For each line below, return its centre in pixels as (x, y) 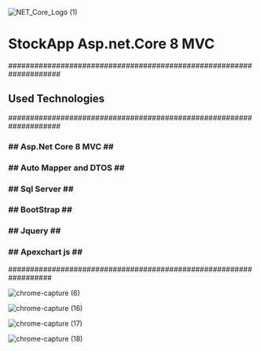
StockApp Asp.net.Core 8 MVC (112, 44)
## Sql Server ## (41, 189)
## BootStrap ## (40, 210)
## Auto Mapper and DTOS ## (66, 168)
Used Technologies (56, 99)
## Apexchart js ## (46, 252)
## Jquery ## (35, 231)
